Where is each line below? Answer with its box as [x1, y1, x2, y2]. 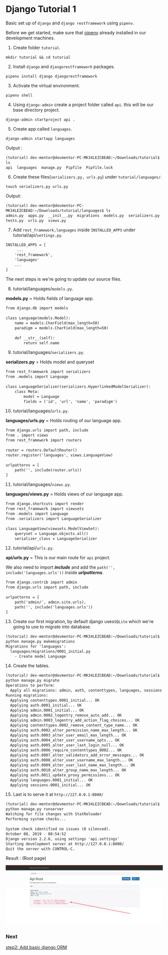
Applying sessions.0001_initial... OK [10, 783, 91, 788]
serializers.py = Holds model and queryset [5, 359, 94, 365]
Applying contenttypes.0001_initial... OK [10, 698, 100, 703]
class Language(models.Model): [5, 316, 71, 320]
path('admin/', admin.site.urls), [14, 600, 86, 605]
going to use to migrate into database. [12, 624, 91, 630]
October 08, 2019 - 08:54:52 [5, 831, 66, 836]
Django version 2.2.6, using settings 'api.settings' [5, 836, 120, 841]
